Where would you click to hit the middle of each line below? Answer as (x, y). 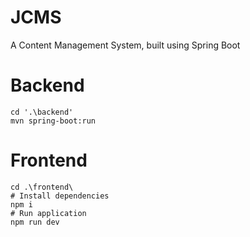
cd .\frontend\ (42, 187)
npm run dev (35, 222)
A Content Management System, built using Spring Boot (125, 45)
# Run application (48, 213)
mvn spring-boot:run (53, 121)
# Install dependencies (60, 196)
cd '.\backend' (42, 112)
